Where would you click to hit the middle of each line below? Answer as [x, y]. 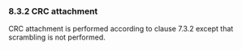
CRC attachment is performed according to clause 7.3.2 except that [121, 29]
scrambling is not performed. [57, 37]
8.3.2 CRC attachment [53, 11]
